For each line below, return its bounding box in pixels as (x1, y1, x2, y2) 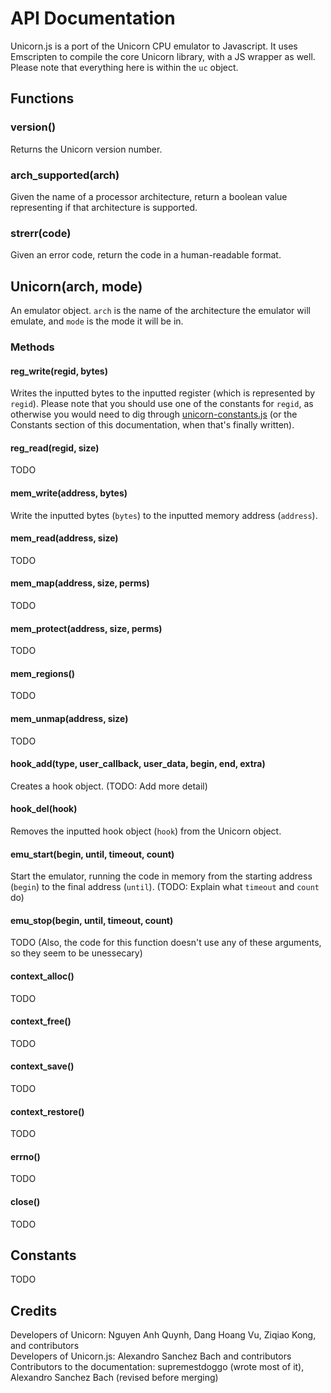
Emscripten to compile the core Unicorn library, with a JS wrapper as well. (10, 50, 316, 62)
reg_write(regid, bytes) (10, 365, 108, 377)
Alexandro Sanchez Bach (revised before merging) (10, 1372, 219, 1384)
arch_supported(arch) (10, 168, 120, 182)
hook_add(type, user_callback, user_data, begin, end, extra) (10, 758, 266, 770)
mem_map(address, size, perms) (10, 577, 150, 589)
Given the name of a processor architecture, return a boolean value (10, 190, 288, 202)
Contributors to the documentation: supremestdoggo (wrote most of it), (10, 1361, 305, 1373)
